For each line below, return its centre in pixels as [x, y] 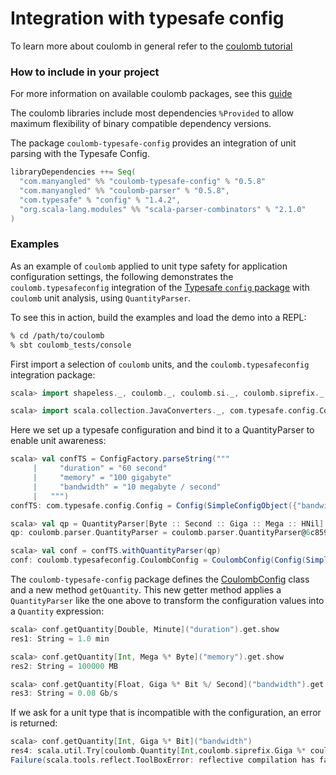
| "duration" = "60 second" [100, 468]
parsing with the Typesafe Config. [80, 154]
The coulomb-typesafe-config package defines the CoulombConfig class [160, 579]
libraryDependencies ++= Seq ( [73, 172]
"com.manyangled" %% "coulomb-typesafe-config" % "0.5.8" [143, 182]
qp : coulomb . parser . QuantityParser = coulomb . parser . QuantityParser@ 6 [160, 533]
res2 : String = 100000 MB [64, 666]
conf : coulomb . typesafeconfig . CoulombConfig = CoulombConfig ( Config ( [158, 560]
